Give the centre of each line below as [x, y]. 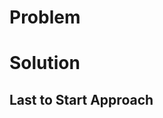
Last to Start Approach [81, 99]
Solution [45, 63]
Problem [45, 17]
